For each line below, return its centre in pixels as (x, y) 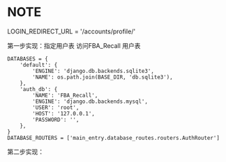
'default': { (39, 65)
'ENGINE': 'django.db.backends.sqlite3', (93, 71)
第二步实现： (25, 152)
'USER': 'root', (56, 107)
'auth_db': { (39, 89)
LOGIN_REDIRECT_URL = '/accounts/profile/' (71, 31)
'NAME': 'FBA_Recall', (65, 95)
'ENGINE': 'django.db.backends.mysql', (90, 102)
